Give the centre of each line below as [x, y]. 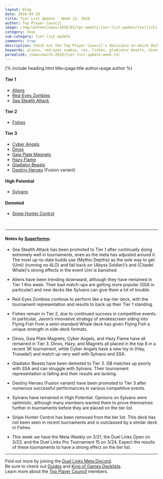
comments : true [20, 41]
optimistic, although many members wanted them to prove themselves [82, 402]
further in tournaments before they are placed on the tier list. [73, 408]
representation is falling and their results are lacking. [65, 373]
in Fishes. [22, 427]
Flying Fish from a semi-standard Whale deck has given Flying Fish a [81, 324]
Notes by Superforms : [28, 238]
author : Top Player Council [33, 23]
